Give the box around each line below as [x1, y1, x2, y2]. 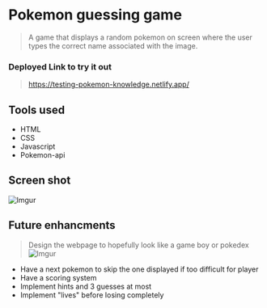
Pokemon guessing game [8, 6, 182, 24]
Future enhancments [8, 218, 116, 232]
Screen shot [8, 174, 71, 188]
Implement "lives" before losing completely [19, 289, 164, 300]
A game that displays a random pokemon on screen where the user [28, 32, 252, 42]
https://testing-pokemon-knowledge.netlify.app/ [28, 79, 190, 90]
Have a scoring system [19, 272, 97, 282]
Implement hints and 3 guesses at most [19, 281, 152, 291]
